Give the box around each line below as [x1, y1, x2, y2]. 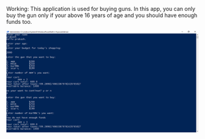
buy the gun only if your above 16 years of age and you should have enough [6, 12, 198, 19]
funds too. [6, 18, 32, 25]
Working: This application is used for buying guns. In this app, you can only [6, 5, 196, 12]
